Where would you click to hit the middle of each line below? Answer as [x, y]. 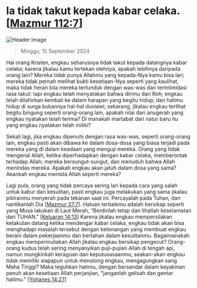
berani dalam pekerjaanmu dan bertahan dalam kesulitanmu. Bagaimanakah [98, 235]
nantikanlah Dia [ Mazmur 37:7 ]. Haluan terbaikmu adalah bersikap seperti [95, 204]
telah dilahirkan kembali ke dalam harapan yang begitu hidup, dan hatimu [95, 100]
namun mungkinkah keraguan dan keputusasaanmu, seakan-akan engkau [96, 254]
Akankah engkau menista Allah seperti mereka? [64, 174]
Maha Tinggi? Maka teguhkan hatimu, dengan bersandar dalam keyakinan [96, 267]
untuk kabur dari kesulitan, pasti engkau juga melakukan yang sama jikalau [97, 191]
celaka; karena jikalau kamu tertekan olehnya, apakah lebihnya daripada [94, 68]
